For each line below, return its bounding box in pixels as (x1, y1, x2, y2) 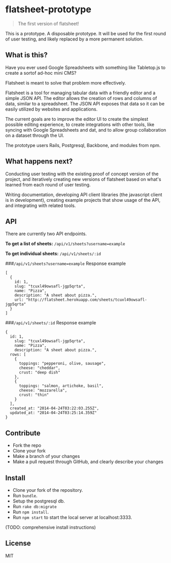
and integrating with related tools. (5, 202, 76, 208)
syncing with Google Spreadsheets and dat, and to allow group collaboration (5, 127, 166, 133)
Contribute (5, 429, 41, 437)
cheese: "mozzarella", (18, 388, 67, 393)
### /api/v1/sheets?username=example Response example (5, 260, 126, 267)
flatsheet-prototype (5, 4, 92, 15)
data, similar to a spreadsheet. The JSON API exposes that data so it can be (5, 100, 165, 107)
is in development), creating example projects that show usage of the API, (5, 197, 161, 203)
